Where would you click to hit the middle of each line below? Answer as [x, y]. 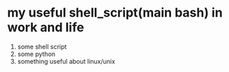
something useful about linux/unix [66, 61]
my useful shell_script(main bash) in [115, 13]
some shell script [42, 46]
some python [36, 54]
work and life [46, 27]
